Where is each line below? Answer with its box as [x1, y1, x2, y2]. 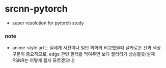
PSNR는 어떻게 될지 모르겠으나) [12, 57, 75, 63]
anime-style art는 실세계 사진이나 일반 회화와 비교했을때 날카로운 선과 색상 [12, 45, 161, 51]
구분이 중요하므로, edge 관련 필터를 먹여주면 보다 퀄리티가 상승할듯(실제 [12, 51, 155, 57]
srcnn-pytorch [5, 3, 68, 15]
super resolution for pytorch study [12, 20, 85, 26]
